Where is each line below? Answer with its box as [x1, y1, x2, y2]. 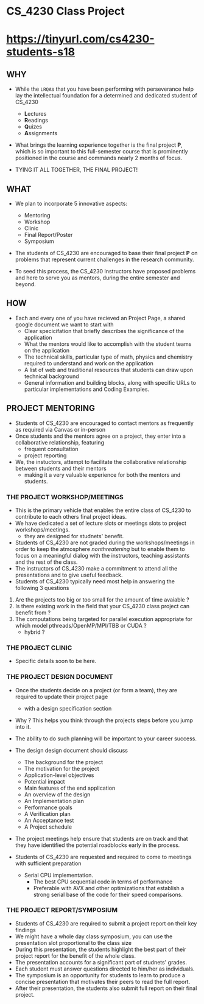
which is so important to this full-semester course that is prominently [15, 148, 188, 155]
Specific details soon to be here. [15, 658, 97, 665]
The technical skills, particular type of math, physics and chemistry [24, 353, 193, 360]
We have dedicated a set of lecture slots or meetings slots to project [15, 519, 187, 527]
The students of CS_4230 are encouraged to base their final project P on [15, 250, 198, 256]
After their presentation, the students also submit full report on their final [15, 985, 197, 992]
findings [15, 926, 36, 933]
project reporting [24, 452, 67, 459]
